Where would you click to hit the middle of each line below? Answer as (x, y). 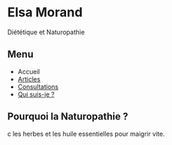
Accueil (29, 71)
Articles (29, 79)
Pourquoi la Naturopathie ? (68, 117)
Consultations (38, 87)
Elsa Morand (45, 12)
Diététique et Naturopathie (46, 32)
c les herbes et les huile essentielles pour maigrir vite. (86, 134)
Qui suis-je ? (36, 94)
